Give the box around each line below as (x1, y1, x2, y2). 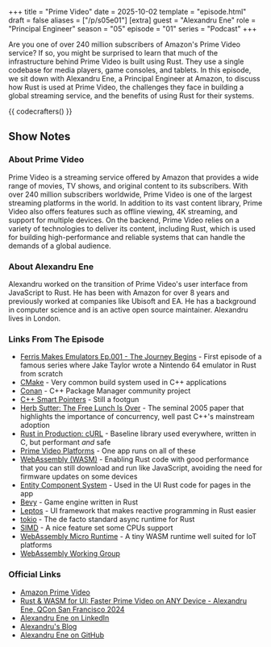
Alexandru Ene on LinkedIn (19, 612, 110, 623)
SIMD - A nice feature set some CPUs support (19, 523, 173, 533)
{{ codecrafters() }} (8, 106, 73, 116)
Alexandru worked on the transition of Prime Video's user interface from (8, 279, 248, 288)
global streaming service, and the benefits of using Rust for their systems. (8, 91, 254, 100)
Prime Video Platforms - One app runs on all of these (19, 446, 196, 456)
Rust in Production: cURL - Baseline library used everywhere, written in (19, 429, 256, 438)
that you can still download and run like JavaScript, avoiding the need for (19, 463, 263, 473)
